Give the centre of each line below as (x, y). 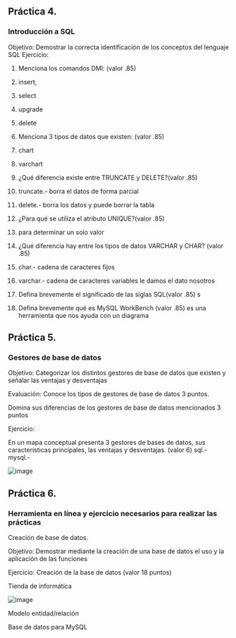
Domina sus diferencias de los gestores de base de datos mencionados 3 (114, 407)
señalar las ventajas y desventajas (58, 381)
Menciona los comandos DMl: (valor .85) (77, 68)
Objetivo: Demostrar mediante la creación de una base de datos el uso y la (116, 551)
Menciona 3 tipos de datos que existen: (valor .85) (91, 136)
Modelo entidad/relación (44, 613)
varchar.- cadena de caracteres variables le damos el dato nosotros (117, 281)
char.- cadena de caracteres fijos (67, 266)
